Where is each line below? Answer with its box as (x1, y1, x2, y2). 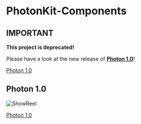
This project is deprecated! (6, 44, 74, 51)
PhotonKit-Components (6, 4, 127, 18)
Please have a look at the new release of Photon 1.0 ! (6, 55, 135, 62)
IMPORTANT (6, 28, 54, 38)
